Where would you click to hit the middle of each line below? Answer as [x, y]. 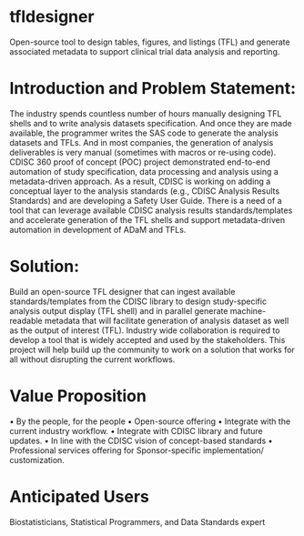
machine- [248, 310]
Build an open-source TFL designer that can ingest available [122, 291]
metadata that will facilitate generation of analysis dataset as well [167, 320]
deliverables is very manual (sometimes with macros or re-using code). [143, 152]
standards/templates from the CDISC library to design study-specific [138, 301]
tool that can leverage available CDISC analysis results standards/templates [151, 210]
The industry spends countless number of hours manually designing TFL [146, 113]
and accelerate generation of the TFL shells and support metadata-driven [147, 219]
